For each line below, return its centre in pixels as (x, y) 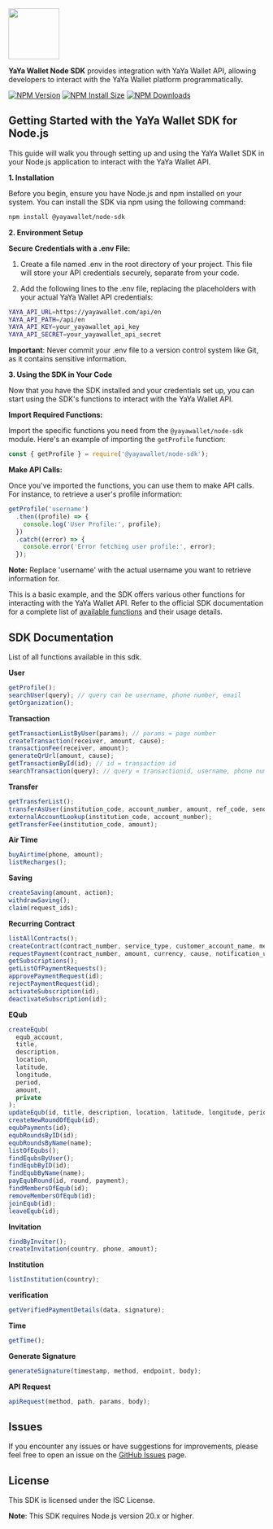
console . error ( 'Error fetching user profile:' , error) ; (120, 547)
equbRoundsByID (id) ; (43, 1135)
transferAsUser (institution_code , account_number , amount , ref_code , (129, 809)
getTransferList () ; (41, 801)
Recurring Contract (42, 923)
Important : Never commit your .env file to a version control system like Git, (134, 350)
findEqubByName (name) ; (47, 1173)
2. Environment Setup (46, 232)
